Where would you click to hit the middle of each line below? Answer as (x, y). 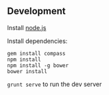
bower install (27, 71)
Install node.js (27, 27)
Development (37, 11)
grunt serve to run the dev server (54, 84)
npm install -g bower (38, 65)
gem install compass (37, 53)
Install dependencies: (37, 41)
